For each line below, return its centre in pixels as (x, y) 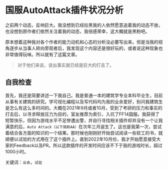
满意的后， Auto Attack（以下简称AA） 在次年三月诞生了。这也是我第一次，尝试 (83, 126)
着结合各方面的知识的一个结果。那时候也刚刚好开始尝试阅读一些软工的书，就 (84, 132)
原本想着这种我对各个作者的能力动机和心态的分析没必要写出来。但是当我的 (82, 42)
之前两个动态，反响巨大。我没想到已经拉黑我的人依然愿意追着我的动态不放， (84, 25)
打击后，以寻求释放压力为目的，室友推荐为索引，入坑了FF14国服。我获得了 (82, 114)
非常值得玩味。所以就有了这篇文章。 (42, 54)
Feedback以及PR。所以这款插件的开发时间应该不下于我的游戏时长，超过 (88, 145)
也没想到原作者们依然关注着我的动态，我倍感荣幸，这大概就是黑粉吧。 (77, 31)
